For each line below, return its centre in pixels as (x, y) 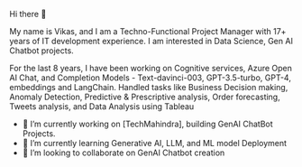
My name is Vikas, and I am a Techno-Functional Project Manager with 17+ (148, 31)
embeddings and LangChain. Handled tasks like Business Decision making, (149, 87)
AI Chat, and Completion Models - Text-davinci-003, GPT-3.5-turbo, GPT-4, (150, 78)
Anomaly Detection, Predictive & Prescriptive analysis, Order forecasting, (145, 97)
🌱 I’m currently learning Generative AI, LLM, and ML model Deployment (154, 143)
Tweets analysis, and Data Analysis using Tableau (102, 107)
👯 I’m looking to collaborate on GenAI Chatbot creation (124, 153)
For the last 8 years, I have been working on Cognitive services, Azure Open (151, 68)
